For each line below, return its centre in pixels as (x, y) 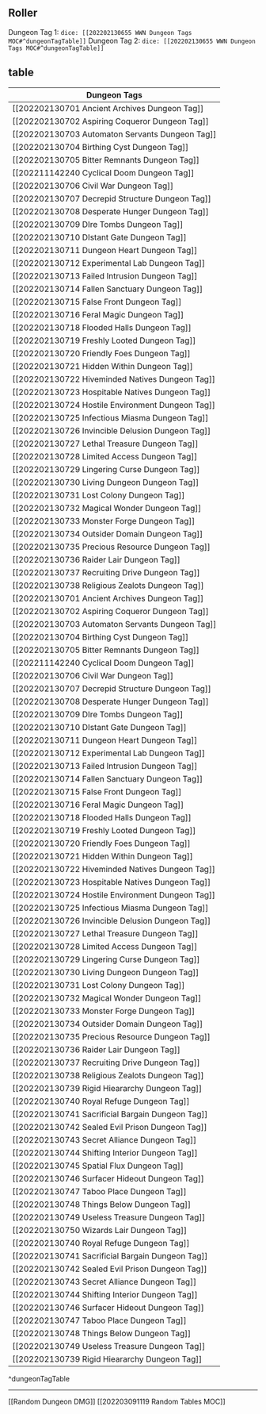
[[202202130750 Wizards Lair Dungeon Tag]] (100, 1230)
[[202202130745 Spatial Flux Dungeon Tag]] (98, 1166)
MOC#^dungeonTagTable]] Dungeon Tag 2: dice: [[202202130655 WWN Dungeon (132, 40)
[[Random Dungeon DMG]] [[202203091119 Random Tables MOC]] (117, 1401)
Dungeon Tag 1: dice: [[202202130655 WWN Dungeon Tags (100, 32)
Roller (23, 13)
